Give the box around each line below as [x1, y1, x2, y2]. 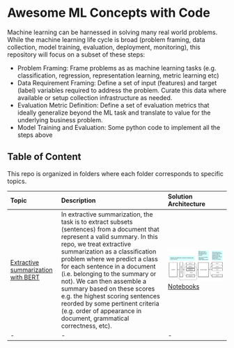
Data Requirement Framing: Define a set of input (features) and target [17, 78, 217, 87]
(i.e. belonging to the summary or [61, 269, 157, 277]
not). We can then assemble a [61, 277, 147, 285]
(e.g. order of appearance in [61, 306, 142, 315]
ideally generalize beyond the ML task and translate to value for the [17, 108, 211, 117]
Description [61, 196, 96, 204]
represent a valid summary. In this [61, 232, 158, 240]
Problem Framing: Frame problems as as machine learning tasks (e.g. [17, 64, 217, 72]
